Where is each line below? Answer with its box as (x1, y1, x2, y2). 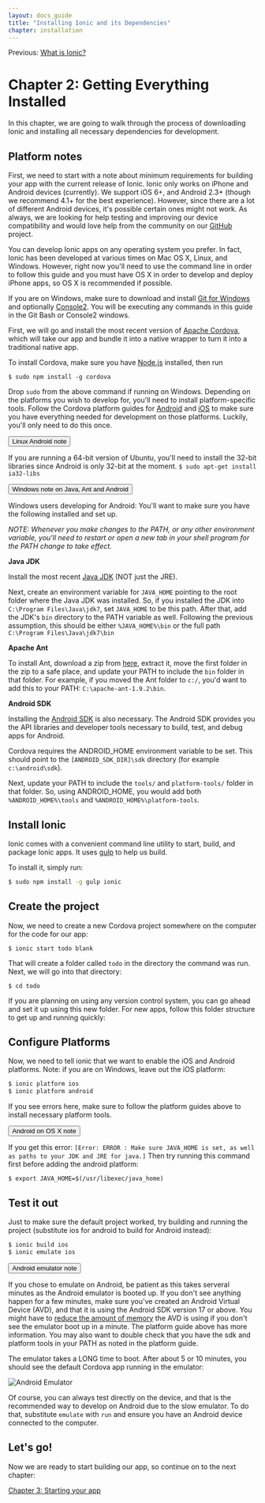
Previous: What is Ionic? (8, 48, 87, 58)
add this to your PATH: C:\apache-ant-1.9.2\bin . (8, 684, 166, 693)
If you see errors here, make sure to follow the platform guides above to (8, 1102, 241, 1111)
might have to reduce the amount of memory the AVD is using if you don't (8, 1313, 248, 1323)
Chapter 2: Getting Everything (8, 76, 210, 93)
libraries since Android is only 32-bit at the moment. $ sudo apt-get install (8, 461, 257, 471)
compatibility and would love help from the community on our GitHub (8, 221, 233, 231)
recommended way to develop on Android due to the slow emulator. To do (8, 1401, 249, 1411)
